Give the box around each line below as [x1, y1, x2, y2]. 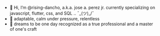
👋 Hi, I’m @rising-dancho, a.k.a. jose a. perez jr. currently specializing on [9, 5, 156, 10]
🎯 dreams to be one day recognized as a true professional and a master [9, 21, 153, 27]
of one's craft [9, 26, 37, 32]
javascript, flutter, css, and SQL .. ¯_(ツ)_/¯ [9, 10, 94, 16]
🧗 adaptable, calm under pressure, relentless [9, 16, 100, 21]
